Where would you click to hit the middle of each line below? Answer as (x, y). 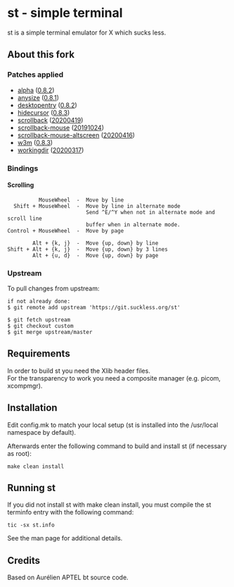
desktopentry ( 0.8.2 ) (47, 105)
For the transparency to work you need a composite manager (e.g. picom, (114, 378)
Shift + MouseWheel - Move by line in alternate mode (97, 206)
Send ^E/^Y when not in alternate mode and (150, 212)
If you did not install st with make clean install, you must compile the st (109, 505)
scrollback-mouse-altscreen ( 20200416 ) (76, 135)
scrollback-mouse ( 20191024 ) (60, 128)
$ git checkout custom (40, 326)
